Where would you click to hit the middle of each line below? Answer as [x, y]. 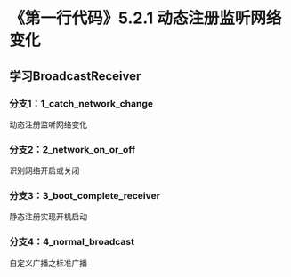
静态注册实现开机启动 [48, 217]
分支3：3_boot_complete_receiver [85, 196]
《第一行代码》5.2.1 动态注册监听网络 [145, 18]
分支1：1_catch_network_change [81, 103]
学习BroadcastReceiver [75, 76]
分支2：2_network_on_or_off [73, 149]
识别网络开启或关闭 [44, 170]
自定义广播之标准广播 [48, 263]
